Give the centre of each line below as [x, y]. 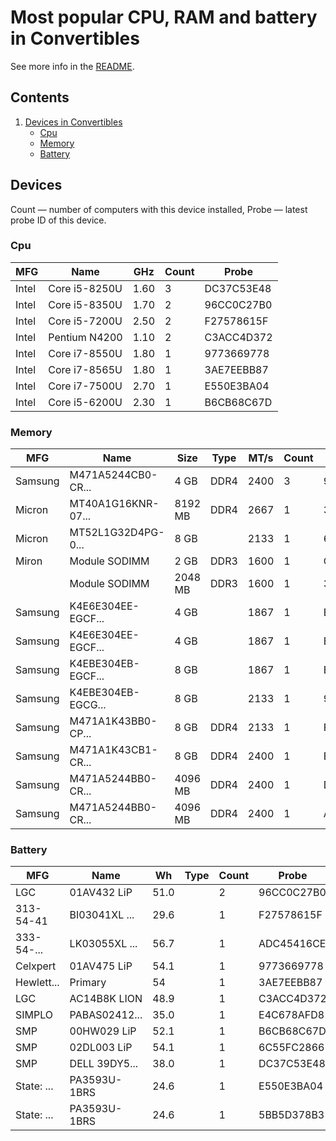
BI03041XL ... [102, 915]
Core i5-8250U [85, 288]
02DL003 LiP [101, 1048]
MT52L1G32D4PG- [117, 533]
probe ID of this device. [58, 220]
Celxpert [36, 966]
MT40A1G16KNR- [114, 504]
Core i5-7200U [85, 321]
